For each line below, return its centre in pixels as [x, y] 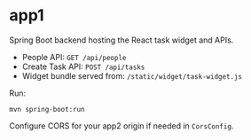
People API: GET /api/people [74, 57]
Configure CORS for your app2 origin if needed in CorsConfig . [122, 126]
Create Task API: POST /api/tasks [83, 66]
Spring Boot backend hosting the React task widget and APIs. [122, 40]
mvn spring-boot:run [47, 109]
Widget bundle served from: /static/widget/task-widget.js [132, 75]
